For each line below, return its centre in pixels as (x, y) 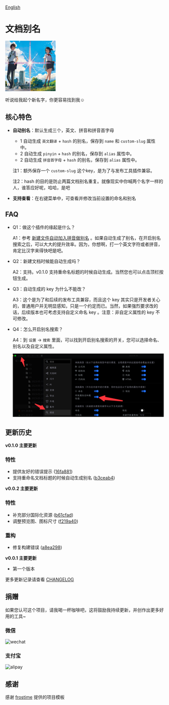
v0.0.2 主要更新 (22, 488)
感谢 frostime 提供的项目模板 (35, 697)
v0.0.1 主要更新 (21, 558)
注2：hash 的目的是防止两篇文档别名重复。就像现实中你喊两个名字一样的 (88, 181)
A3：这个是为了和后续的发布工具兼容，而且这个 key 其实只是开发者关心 (87, 300)
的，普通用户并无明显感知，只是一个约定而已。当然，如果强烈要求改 (83, 306)
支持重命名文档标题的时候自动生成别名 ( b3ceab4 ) (64, 478)
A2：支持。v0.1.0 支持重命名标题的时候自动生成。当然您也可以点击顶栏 (86, 272)
